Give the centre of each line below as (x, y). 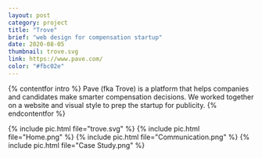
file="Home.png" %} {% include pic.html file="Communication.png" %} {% (129, 137)
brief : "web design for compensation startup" (85, 37)
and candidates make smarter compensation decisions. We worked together (131, 97)
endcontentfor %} (37, 113)
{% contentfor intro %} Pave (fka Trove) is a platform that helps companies (129, 88)
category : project (38, 23)
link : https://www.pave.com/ (56, 59)
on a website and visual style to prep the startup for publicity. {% (113, 105)
